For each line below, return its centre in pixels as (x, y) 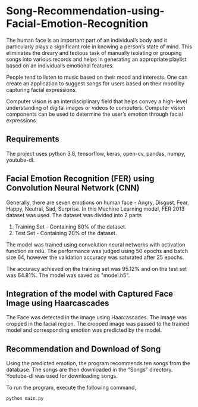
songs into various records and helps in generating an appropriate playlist (97, 59)
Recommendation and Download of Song (84, 349)
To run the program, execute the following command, (71, 388)
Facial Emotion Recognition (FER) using (80, 179)
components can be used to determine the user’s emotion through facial (95, 114)
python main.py (25, 399)
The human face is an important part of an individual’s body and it (87, 40)
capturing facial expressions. (42, 90)
